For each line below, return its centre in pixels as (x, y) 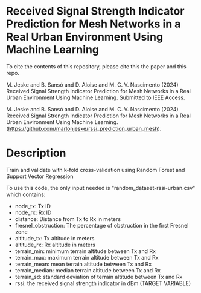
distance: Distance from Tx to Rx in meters (68, 219)
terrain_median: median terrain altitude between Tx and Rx (88, 270)
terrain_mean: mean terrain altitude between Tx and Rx (83, 264)
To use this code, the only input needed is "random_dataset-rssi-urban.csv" (101, 188)
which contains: (26, 194)
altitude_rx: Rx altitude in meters (55, 245)
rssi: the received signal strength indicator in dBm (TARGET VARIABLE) (103, 283)
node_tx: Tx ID (33, 206)
